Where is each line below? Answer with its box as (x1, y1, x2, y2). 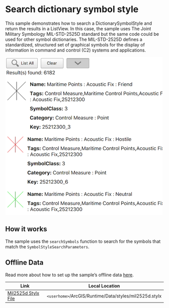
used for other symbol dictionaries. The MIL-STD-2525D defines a (5, 36, 142, 42)
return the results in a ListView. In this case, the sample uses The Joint (5, 25, 151, 31)
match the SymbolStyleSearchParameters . (5, 243, 90, 249)
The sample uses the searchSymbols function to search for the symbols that (5, 238, 161, 244)
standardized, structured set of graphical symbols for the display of (5, 41, 145, 47)
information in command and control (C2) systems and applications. (5, 47, 146, 53)
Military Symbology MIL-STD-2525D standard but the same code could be (5, 31, 159, 37)
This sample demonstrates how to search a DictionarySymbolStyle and (5, 20, 152, 26)
